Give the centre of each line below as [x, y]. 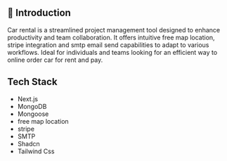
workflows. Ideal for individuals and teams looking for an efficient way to [112, 52]
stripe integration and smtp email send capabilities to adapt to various [108, 45]
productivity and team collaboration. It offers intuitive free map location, [111, 37]
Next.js [28, 98]
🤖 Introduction [39, 13]
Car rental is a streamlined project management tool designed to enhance [113, 30]
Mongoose [33, 114]
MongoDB [32, 106]
